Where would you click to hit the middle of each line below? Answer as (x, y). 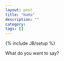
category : (16, 24)
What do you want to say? (32, 53)
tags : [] (14, 29)
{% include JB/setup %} (30, 43)
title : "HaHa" (20, 15)
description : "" (22, 19)
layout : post (19, 10)
